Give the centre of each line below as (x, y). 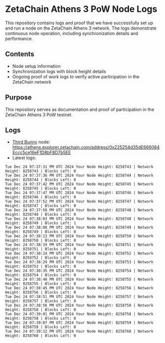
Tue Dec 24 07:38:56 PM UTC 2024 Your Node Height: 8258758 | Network (79, 305)
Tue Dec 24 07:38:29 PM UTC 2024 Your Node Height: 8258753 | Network (79, 262)
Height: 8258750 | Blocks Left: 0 (41, 241)
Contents (20, 54)
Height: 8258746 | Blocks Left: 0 (41, 197)
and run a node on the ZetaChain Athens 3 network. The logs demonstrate (81, 28)
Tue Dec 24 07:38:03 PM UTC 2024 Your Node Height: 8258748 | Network (79, 219)
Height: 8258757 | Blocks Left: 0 (41, 301)
